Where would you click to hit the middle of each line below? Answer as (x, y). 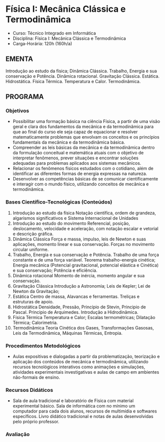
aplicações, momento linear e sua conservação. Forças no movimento (84, 244)
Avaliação (18, 435)
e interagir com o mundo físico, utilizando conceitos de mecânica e (81, 184)
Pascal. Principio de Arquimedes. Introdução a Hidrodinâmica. (75, 312)
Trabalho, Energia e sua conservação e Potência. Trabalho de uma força (86, 255)
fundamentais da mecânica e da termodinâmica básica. (69, 142)
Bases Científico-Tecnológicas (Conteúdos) (59, 202)
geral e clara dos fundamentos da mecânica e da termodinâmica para (83, 127)
